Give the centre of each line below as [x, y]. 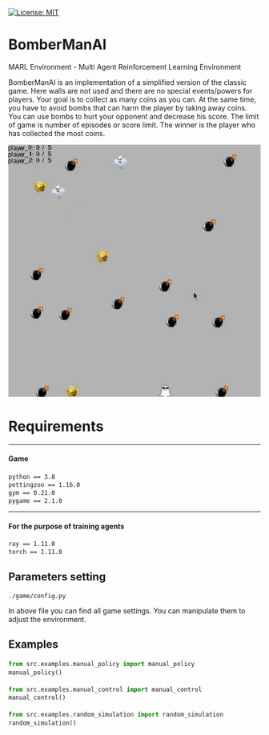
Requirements [56, 426]
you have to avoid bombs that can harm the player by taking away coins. [128, 107]
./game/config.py [37, 596]
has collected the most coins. [57, 133]
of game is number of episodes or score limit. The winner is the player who [132, 125]
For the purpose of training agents [66, 526]
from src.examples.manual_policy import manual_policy [102, 664]
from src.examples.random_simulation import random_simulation [116, 715]
